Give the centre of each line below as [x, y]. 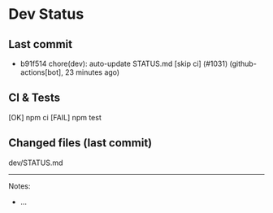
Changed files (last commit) [80, 143]
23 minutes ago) [92, 72]
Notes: [19, 186]
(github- [243, 63]
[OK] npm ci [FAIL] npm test [55, 117]
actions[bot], [41, 72]
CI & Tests [35, 98]
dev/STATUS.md [36, 163]
